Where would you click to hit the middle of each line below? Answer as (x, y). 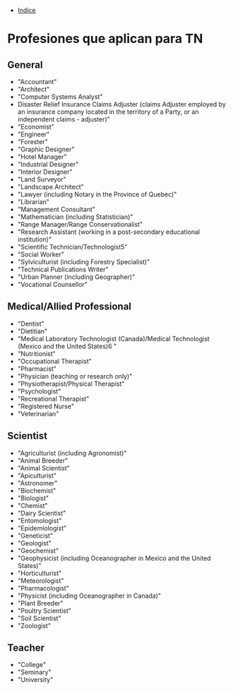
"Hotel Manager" (42, 157)
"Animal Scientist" (44, 468)
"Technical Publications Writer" (63, 269)
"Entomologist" (40, 520)
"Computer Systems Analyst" (60, 97)
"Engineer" (34, 134)
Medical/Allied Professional (70, 307)
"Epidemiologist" (42, 528)
